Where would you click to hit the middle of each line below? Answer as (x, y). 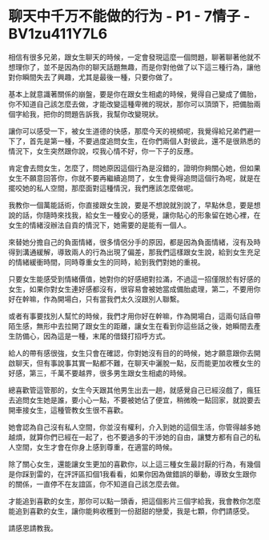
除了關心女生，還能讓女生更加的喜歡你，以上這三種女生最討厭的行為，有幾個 (134, 464)
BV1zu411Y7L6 (58, 34)
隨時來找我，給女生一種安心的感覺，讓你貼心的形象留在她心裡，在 (152, 215)
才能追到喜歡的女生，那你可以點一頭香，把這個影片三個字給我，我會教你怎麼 (134, 501)
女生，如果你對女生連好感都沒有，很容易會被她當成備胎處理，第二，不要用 (131, 289)
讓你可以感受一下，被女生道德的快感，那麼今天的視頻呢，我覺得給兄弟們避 (131, 131)
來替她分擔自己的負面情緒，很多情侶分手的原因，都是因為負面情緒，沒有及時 (134, 242)
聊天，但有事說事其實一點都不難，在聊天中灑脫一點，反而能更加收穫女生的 (138, 363)
